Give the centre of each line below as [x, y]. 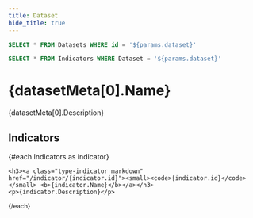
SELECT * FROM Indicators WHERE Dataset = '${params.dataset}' [115, 59]
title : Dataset [33, 15]
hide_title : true [37, 23]
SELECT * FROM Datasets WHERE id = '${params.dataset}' [102, 44]
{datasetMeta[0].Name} [90, 91]
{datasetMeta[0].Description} [56, 113]
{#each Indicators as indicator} [59, 157]
